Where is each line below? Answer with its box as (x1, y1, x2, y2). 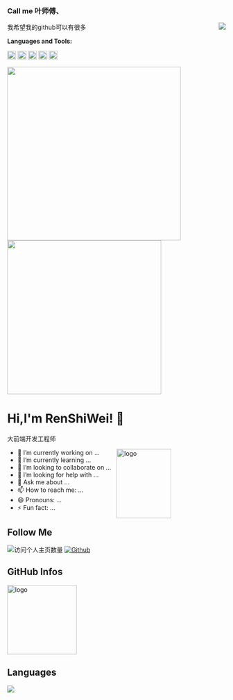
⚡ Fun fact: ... (17, 504, 55, 512)
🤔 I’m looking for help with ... (17, 470, 99, 479)
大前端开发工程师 (7, 435, 56, 443)
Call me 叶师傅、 (7, 6, 64, 15)
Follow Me (7, 526, 53, 538)
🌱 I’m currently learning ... (17, 456, 92, 464)
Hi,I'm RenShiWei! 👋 (7, 411, 125, 427)
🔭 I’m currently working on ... (17, 449, 100, 457)
